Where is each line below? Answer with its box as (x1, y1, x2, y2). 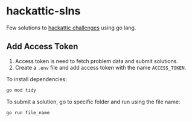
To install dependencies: (6, 75, 68, 82)
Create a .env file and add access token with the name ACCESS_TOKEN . (14, 64, 187, 71)
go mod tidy (6, 87, 36, 93)
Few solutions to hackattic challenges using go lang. (6, 24, 136, 31)
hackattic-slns (6, 4, 81, 18)
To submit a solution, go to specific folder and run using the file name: (6, 98, 181, 105)
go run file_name (6, 109, 50, 115)
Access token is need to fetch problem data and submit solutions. (14, 57, 178, 64)
